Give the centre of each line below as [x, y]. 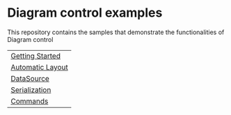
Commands [30, 101]
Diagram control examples [85, 13]
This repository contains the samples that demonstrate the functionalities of [116, 32]
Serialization [31, 90]
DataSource [30, 78]
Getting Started [36, 56]
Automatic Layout [39, 67]
